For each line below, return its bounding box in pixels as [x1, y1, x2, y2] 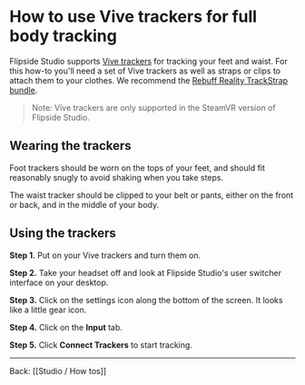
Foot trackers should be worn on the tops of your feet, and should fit [9, 162, 266, 173]
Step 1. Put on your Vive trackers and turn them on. [9, 250, 202, 261]
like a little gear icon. [9, 304, 87, 315]
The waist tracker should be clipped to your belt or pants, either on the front [9, 189, 294, 201]
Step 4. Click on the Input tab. [9, 321, 123, 332]
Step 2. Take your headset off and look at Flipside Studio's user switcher [9, 267, 281, 278]
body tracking [9, 25, 118, 46]
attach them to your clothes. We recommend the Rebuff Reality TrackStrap [9, 74, 289, 85]
